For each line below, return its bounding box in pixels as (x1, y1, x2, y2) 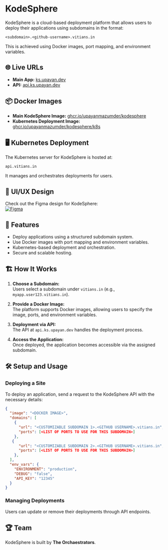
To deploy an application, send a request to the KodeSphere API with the (5, 391, 155, 397)
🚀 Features (5, 220, 39, 229)
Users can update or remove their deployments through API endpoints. (5, 508, 151, 514)
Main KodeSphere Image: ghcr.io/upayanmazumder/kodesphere (12, 113, 146, 119)
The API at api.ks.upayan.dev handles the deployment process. (12, 327, 143, 333)
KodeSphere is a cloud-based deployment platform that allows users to (5, 20, 152, 26)
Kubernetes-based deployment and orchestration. (12, 244, 116, 250)
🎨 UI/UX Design (5, 187, 54, 196)
